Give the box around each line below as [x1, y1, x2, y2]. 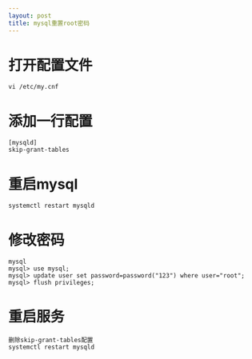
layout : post [8, 11, 52, 20]
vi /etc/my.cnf [8, 83, 59, 91]
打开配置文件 [8, 56, 94, 74]
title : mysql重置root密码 [8, 19, 90, 27]
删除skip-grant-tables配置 [8, 337, 94, 345]
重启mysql [8, 175, 78, 193]
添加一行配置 [8, 112, 94, 130]
